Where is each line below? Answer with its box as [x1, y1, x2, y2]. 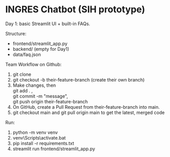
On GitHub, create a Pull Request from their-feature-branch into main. [12, 104, 160, 110]
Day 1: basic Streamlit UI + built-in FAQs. [5, 21, 91, 27]
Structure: [5, 30, 27, 36]
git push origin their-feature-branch [12, 99, 88, 105]
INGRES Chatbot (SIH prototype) [5, 4, 145, 15]
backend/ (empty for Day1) [12, 46, 70, 52]
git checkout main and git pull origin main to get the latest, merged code [12, 109, 165, 115]
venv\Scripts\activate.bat [12, 134, 66, 141]
